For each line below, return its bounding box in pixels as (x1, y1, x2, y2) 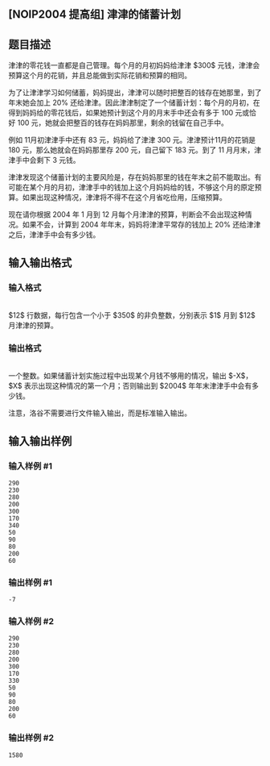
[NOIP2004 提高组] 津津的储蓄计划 (8, 7, 182, 22)
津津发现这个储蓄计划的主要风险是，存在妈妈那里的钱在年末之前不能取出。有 (8, 173, 262, 182)
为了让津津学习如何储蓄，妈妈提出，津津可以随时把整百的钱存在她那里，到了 (8, 88, 262, 98)
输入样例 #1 (8, 460, 52, 472)
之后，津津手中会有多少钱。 (8, 230, 100, 239)
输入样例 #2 (8, 616, 55, 627)
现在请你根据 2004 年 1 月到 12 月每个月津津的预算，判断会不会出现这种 (8, 210, 245, 219)
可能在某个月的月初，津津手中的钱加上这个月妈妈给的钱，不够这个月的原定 (8, 182, 255, 192)
